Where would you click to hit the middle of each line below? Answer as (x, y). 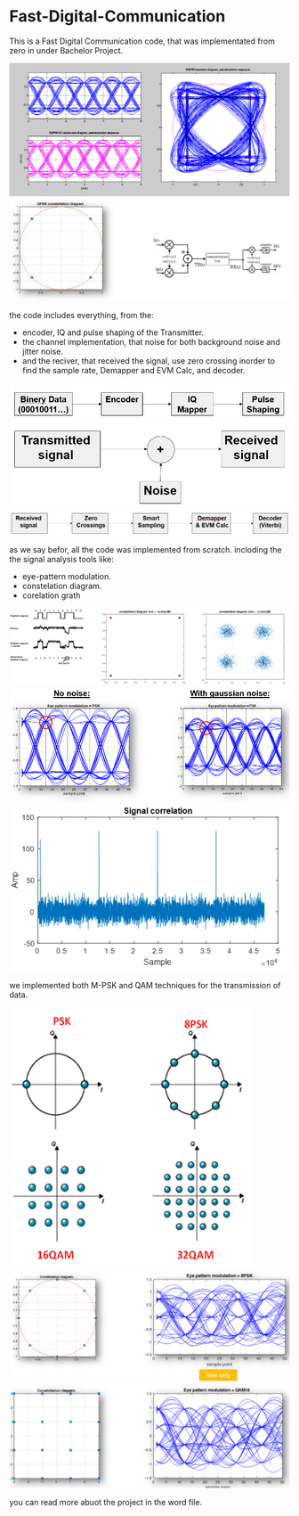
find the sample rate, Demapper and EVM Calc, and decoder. (133, 371)
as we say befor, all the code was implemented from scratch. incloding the (145, 550)
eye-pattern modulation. (66, 577)
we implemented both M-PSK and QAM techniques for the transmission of (145, 985)
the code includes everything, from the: (81, 315)
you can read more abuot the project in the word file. (106, 1503)
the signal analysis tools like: (61, 560)
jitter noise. (43, 352)
